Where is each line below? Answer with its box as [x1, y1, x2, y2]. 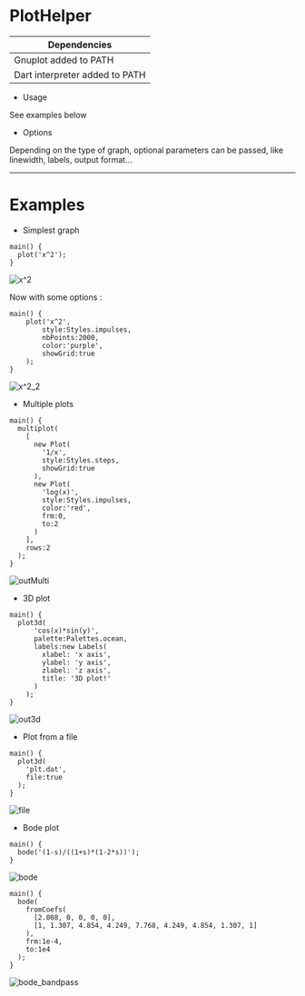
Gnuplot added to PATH [14, 54, 114, 66]
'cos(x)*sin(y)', [33, 626, 100, 635]
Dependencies [47, 38, 113, 51]
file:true [25, 772, 64, 782]
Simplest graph [22, 224, 80, 235]
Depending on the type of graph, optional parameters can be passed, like [9, 144, 284, 155]
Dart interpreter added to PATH [14, 68, 146, 81]
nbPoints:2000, [42, 333, 100, 342]
